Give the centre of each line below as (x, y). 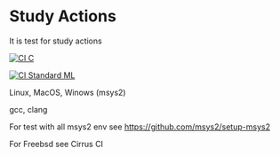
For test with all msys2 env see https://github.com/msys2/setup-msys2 (140, 127)
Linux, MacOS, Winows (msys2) (68, 92)
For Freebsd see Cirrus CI (56, 144)
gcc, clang (28, 109)
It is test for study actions (56, 41)
